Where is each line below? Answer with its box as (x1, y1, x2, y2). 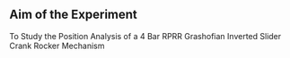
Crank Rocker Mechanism (9, 40, 105, 51)
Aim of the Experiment (9, 7, 137, 22)
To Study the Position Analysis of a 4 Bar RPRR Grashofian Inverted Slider (9, 30, 282, 41)
